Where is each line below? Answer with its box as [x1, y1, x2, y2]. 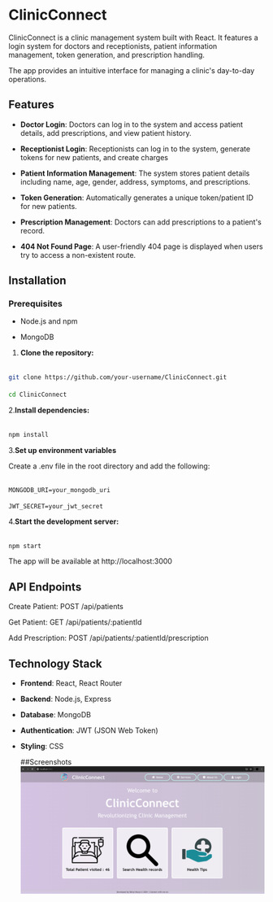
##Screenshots [19, 757, 72, 767]
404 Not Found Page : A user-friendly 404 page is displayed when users [19, 242, 263, 251]
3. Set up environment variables [8, 445, 116, 455]
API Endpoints [8, 580, 82, 594]
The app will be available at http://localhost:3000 [8, 556, 173, 566]
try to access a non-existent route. [19, 250, 136, 259]
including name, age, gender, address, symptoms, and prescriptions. [19, 176, 250, 186]
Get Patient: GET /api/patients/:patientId [8, 617, 142, 627]
